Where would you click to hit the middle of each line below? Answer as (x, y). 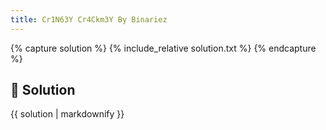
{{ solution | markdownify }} (67, 114)
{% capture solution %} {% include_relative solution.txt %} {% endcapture (163, 48)
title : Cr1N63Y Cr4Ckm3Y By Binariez (89, 19)
